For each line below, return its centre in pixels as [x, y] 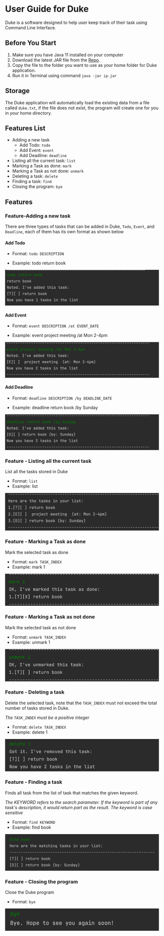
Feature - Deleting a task [35, 692]
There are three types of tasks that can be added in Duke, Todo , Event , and [80, 227]
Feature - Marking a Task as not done [50, 617]
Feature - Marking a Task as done [46, 541]
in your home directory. [29, 113]
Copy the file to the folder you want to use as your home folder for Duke [84, 65]
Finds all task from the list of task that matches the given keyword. [72, 793]
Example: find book [31, 827]
